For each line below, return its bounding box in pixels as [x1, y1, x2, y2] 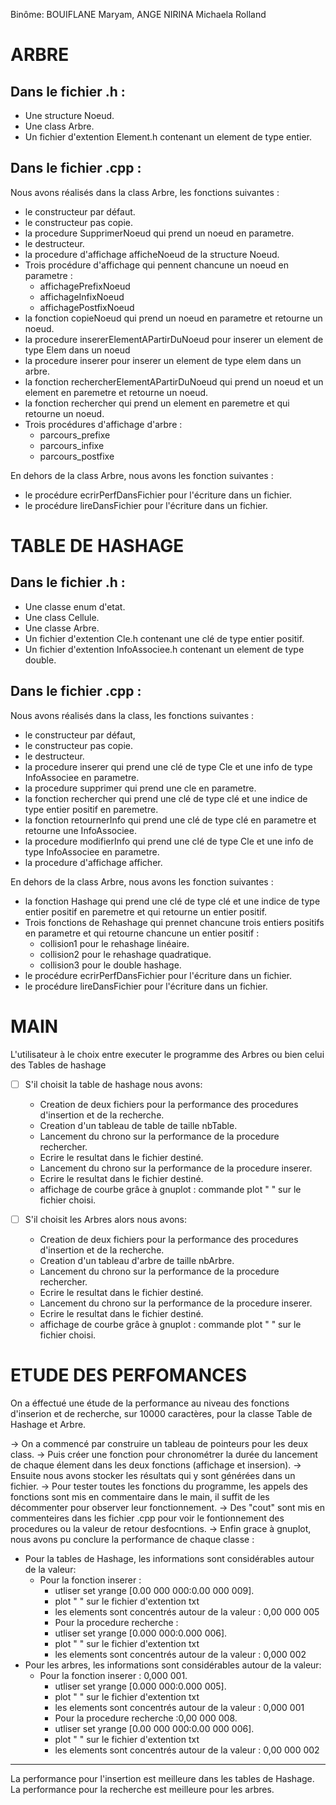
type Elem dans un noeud [24, 344, 131, 356]
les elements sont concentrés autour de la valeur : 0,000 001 [54, 1701, 305, 1713]
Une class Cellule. [24, 611, 100, 623]
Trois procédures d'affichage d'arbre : [24, 418, 183, 430]
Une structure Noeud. [24, 110, 115, 121]
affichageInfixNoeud [39, 290, 125, 303]
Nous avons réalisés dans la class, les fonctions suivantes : [10, 709, 255, 721]
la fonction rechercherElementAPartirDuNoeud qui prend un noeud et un [24, 375, 324, 388]
